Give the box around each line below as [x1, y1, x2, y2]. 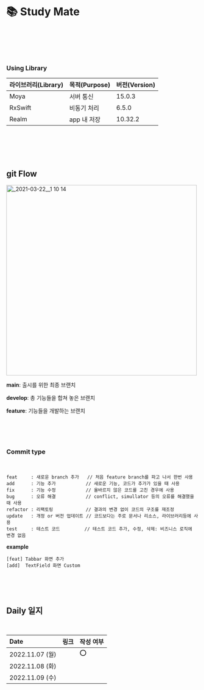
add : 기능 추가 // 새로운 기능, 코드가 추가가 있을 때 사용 [6, 481, 180, 487]
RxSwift [9, 104, 32, 112]
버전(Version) [116, 80, 155, 89]
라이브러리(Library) [9, 80, 64, 89]
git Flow [6, 168, 38, 179]
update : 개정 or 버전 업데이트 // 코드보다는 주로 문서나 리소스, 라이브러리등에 [6, 513, 192, 519]
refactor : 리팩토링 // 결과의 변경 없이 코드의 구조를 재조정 [6, 507, 175, 513]
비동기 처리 [69, 104, 99, 113]
